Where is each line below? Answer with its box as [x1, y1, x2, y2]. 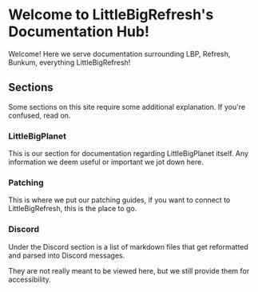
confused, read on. [8, 110, 71, 120]
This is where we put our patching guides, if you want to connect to [8, 195, 231, 205]
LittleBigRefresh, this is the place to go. [8, 204, 137, 214]
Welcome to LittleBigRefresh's [8, 6, 214, 24]
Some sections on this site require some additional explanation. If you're [8, 102, 246, 111]
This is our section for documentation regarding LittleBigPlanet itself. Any [8, 149, 249, 158]
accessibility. [8, 274, 52, 284]
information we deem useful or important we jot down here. [8, 158, 204, 167]
